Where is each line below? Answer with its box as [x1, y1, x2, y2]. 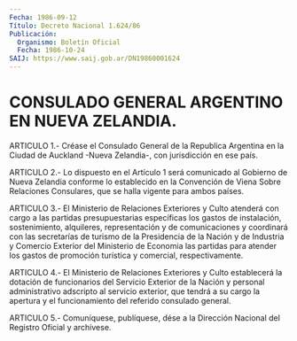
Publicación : [9, 29, 58, 38]
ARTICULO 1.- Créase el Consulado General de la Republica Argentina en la [9, 140, 285, 151]
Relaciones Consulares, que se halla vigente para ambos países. [9, 185, 245, 196]
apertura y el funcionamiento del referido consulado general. [9, 295, 231, 306]
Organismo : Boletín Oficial [17, 37, 121, 47]
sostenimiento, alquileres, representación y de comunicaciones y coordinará [9, 221, 288, 232]
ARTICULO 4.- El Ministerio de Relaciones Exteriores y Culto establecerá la [9, 267, 283, 277]
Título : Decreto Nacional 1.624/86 [9, 21, 141, 30]
